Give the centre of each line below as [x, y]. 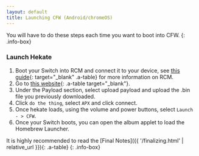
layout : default [27, 12]
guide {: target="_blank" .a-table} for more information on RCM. [94, 77]
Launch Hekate [29, 57]
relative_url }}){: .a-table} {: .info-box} [53, 147]
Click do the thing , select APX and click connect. [76, 103]
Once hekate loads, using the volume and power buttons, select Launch [104, 109]
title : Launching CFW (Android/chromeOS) [60, 18]
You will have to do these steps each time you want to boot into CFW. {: [96, 35]
